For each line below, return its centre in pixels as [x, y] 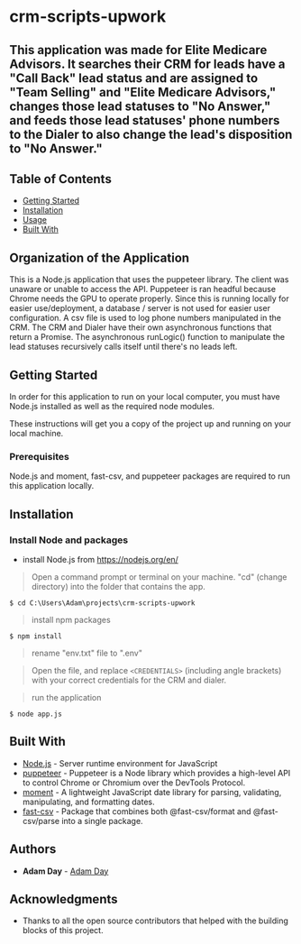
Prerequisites [39, 456]
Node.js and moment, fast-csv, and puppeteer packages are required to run [150, 476]
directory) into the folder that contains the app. [118, 587]
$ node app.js [36, 714]
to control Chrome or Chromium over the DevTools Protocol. [134, 783]
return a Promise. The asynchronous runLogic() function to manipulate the [147, 337]
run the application [66, 697]
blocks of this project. [63, 930]
